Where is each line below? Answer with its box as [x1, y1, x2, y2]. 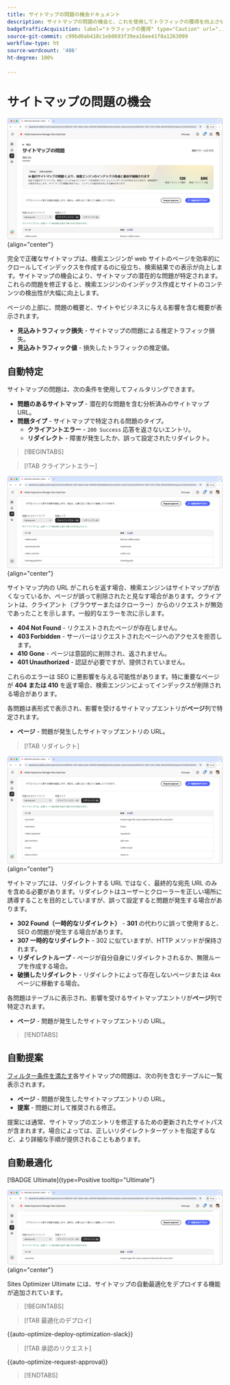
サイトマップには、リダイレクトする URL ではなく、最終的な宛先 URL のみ [7, 879, 218, 887]
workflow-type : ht [7, 40, 60, 47]
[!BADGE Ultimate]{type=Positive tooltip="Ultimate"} [7, 1175, 155, 1184]
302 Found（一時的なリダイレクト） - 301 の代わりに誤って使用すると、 [16, 919, 222, 928]
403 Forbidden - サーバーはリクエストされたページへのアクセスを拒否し [16, 633, 222, 641]
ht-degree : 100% [7, 55, 53, 62]
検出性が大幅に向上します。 [25, 289, 103, 297]
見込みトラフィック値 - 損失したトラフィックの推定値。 [16, 343, 173, 352]
